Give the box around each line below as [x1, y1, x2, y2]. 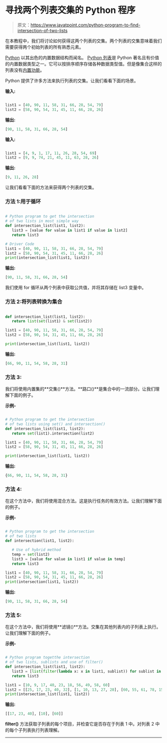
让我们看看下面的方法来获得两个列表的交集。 [5, 185, 97, 191]
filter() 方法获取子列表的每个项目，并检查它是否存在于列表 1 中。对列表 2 [5, 721, 155, 727]
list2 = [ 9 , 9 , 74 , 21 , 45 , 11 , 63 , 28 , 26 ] [5, 155, 99, 160]
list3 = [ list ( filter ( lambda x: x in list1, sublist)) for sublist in [11, 669, 162, 674]
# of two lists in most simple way [5, 218, 79, 224]
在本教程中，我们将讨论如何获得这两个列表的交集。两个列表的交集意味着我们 [5, 38, 162, 44]
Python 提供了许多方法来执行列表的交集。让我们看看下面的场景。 [5, 78, 139, 84]
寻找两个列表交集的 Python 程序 [5, 4, 136, 16]
